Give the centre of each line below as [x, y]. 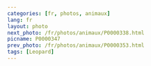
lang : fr [20, 20]
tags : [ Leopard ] [31, 52]
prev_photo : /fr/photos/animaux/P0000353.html [76, 45]
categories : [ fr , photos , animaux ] [59, 13]
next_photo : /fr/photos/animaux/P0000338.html [76, 33]
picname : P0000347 [34, 39]
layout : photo [28, 26]
